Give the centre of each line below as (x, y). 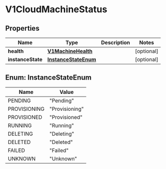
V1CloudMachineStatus (56, 9)
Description (116, 43)
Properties (22, 28)
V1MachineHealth (70, 51)
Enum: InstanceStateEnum (48, 78)
